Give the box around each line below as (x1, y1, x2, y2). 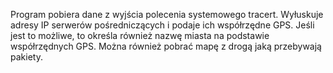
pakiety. (10, 51, 43, 63)
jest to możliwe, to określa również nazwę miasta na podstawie (10, 30, 270, 41)
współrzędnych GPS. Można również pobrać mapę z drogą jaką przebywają (10, 40, 322, 52)
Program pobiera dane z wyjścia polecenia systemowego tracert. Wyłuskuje (10, 9, 324, 20)
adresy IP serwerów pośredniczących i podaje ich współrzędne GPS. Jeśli (10, 19, 315, 31)
